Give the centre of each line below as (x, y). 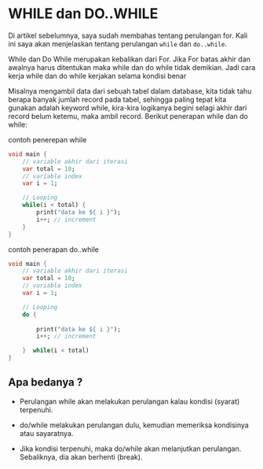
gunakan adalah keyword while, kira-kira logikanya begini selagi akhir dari (128, 108)
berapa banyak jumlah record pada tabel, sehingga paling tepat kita (117, 99)
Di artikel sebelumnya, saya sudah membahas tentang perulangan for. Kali (128, 35)
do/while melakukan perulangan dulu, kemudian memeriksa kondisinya (134, 425)
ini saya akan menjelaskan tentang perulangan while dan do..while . (118, 43)
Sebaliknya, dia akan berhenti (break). (81, 456)
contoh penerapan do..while (54, 249)
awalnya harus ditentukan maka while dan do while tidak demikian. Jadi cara (132, 67)
